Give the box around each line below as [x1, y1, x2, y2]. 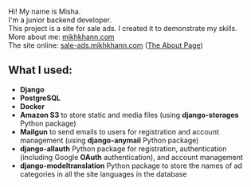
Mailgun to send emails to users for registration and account [19, 127, 219, 136]
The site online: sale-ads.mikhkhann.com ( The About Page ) [8, 41, 203, 50]
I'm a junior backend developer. [8, 15, 112, 25]
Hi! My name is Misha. [8, 7, 81, 16]
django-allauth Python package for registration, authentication [19, 143, 227, 154]
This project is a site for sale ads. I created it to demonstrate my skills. [8, 24, 237, 33]
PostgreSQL [19, 93, 61, 103]
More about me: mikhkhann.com [8, 32, 115, 41]
